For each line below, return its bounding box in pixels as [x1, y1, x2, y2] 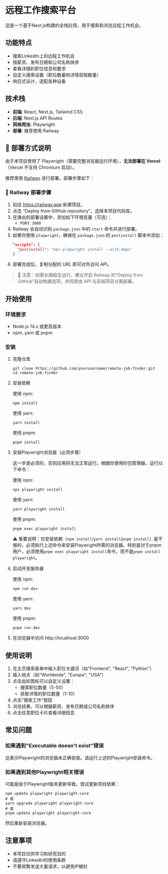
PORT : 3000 [20, 220, 41, 226]
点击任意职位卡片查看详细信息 [12, 710, 75, 716]
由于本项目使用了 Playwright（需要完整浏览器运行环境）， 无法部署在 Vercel [5, 158, 160, 164]
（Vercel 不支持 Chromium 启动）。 [5, 165, 77, 171]
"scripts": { [12, 242, 40, 247]
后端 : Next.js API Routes [12, 115, 63, 121]
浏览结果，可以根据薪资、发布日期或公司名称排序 [12, 703, 115, 709]
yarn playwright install [12, 507, 65, 512]
